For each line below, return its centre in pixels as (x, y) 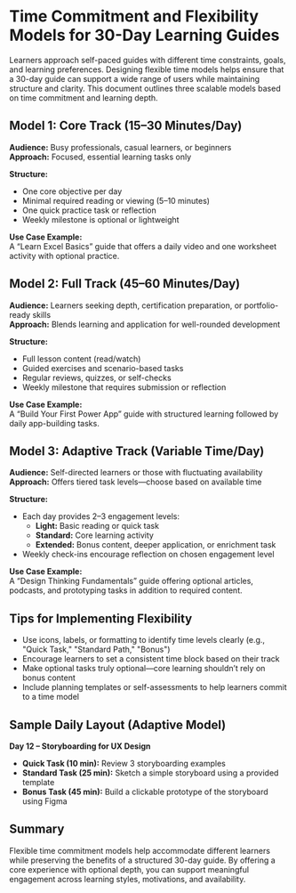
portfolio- (261, 305)
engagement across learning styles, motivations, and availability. (128, 879)
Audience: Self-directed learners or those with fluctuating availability (136, 473)
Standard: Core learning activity (94, 535)
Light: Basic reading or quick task (97, 526)
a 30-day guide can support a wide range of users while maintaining (135, 78)
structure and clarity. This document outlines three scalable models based (145, 88)
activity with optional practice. (64, 256)
